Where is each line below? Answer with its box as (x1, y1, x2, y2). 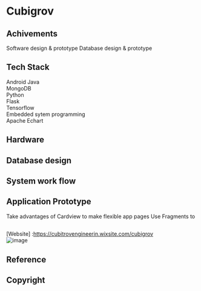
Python (6, 91, 24, 98)
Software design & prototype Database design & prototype (6, 44, 153, 52)
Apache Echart (6, 117, 44, 124)
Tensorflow (6, 104, 35, 111)
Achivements (6, 29, 58, 39)
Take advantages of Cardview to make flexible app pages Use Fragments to (6, 213, 196, 220)
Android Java (6, 78, 40, 86)
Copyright (6, 275, 45, 285)
